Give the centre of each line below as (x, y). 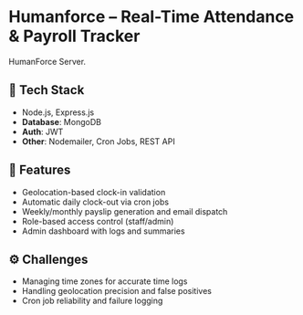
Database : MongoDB (62, 121)
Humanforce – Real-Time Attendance (151, 17)
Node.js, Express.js (58, 112)
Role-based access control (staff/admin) (98, 221)
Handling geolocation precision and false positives (116, 291)
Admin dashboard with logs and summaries (103, 231)
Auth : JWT (42, 131)
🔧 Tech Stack (47, 90)
